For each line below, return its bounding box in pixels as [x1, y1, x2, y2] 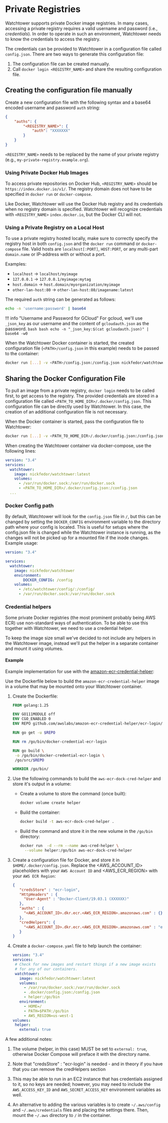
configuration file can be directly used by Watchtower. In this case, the [5, 403, 151, 409]
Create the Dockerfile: [12, 693, 58, 699]
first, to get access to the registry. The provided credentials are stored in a [5, 393, 158, 399]
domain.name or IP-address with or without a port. [5, 252, 106, 258]
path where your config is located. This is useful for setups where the [5, 524, 148, 530]
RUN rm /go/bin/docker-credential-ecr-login [12, 739, 107, 744]
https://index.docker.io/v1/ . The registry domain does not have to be [5, 186, 152, 192]
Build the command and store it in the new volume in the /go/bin [19, 828, 153, 834]
